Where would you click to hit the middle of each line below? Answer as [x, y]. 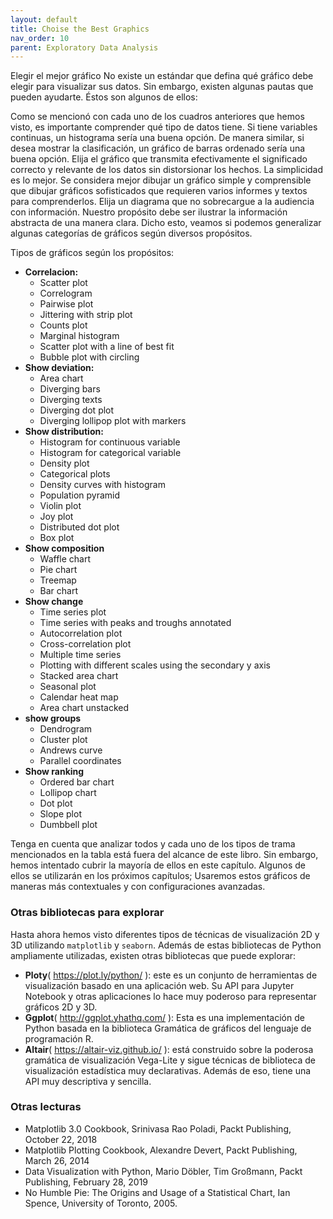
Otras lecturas [46, 1107]
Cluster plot [63, 740]
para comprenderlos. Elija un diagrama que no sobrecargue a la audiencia [162, 202]
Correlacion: [51, 272]
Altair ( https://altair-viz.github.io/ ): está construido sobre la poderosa [169, 1049]
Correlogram [66, 293]
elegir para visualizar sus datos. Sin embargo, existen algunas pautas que [162, 87]
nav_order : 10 [40, 38]
